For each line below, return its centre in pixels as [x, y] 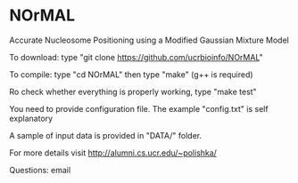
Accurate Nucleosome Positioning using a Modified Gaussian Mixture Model [149, 40]
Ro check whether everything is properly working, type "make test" [133, 91]
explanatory [31, 118]
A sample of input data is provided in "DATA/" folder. [106, 135]
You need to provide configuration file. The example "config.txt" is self [139, 108]
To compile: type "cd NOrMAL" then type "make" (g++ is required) [131, 74]
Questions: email [40, 170]
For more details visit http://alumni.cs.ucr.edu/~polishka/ [113, 153]
